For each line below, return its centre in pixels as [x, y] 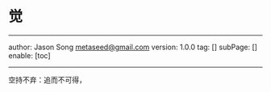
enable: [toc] [29, 55]
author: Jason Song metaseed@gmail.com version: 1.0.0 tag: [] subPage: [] [133, 47]
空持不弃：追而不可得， [47, 79]
